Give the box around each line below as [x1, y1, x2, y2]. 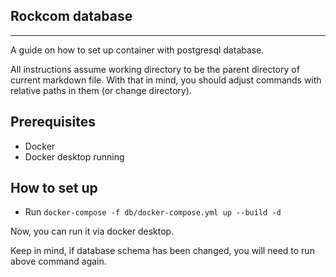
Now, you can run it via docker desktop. [10, 225, 175, 238]
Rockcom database [10, 8, 133, 25]
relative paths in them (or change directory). [10, 84, 192, 96]
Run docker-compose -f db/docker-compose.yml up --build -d [24, 206, 282, 218]
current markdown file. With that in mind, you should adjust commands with [10, 74, 322, 86]
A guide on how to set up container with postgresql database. [10, 44, 265, 56]
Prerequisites [10, 114, 96, 131]
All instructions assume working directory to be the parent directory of [10, 63, 300, 75]
